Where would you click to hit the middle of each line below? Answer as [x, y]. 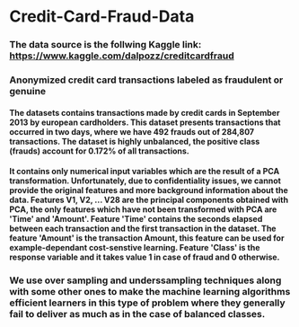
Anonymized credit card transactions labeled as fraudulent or [146, 80]
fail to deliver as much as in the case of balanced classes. [137, 314]
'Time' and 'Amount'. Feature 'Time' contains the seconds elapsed [136, 219]
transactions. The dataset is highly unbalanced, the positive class [135, 141]
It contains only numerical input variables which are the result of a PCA [145, 172]
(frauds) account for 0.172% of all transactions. [100, 151]
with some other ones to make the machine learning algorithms [150, 292]
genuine [28, 92]
